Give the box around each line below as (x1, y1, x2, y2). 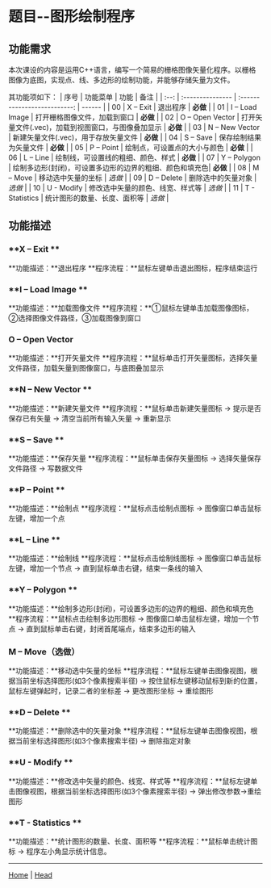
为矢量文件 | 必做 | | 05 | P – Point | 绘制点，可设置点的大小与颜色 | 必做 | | (8, 143, 253, 152)
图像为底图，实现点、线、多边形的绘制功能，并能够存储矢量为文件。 (8, 75, 235, 85)
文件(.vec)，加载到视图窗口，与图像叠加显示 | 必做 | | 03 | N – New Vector (15, 123, 261, 132)
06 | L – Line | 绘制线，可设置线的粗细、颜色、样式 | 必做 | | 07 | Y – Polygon (8, 153, 261, 162)
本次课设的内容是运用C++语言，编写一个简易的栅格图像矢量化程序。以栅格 (8, 65, 256, 74)
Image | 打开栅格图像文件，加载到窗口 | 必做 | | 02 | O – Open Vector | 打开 (8, 112, 256, 122)
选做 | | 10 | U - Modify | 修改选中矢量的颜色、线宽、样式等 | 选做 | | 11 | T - (8, 183, 256, 192)
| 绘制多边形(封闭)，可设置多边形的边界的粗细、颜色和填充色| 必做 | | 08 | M (8, 163, 260, 172)
